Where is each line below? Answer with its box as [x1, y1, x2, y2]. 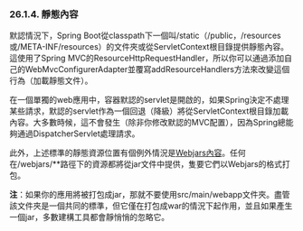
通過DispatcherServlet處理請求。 [16, 128, 140, 139]
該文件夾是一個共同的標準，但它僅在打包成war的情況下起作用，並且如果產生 [9, 200, 293, 211]
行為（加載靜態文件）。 [9, 75, 93, 87]
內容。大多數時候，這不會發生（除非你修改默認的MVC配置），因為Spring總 [9, 117, 287, 128]
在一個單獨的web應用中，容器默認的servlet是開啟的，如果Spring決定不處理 [9, 95, 289, 106]
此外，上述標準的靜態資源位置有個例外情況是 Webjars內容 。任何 [9, 147, 246, 159]
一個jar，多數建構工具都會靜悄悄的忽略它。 [9, 212, 170, 223]
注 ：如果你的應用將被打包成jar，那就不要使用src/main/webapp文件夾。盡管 [9, 189, 290, 200]
